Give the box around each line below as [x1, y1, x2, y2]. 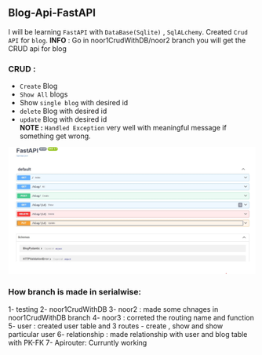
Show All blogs [19, 90, 68, 99]
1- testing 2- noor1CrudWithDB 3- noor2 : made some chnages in [8, 304, 219, 313]
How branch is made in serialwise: [8, 287, 141, 298]
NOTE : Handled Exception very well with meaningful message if [19, 123, 227, 133]
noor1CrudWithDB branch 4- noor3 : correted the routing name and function [8, 313, 255, 322]
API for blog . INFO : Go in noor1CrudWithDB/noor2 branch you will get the [8, 35, 246, 45]
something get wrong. [19, 131, 92, 141]
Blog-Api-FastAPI [8, 6, 96, 20]
